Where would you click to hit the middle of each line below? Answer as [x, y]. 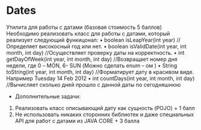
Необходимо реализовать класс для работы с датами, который [88, 33]
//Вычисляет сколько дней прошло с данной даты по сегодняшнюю [94, 84]
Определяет [22, 46]
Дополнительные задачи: [48, 96]
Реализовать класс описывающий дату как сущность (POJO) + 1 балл [105, 108]
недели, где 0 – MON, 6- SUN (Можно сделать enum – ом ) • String [92, 65]
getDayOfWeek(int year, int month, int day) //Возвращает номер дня [92, 59]
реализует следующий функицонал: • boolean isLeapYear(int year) [91, 40]
